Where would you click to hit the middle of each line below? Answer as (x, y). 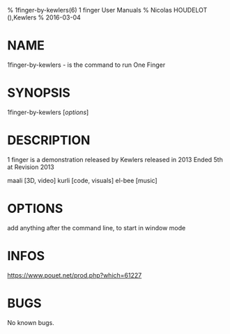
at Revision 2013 (31, 167)
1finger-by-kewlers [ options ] (48, 112)
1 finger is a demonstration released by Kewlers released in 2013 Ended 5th (115, 159)
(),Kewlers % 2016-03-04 (44, 17)
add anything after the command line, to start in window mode (97, 228)
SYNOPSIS (39, 93)
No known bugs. (31, 322)
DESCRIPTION (49, 140)
